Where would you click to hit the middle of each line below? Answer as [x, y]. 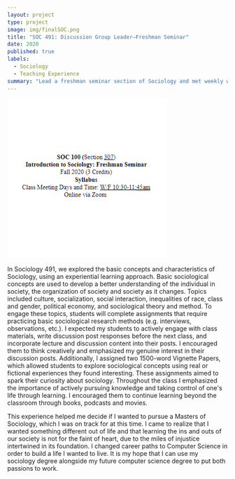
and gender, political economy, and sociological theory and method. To [109, 306]
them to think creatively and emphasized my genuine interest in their [106, 350]
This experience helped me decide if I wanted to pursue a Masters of [107, 416]
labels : [19, 59]
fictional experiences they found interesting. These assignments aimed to [113, 373]
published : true [31, 52]
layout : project [31, 15]
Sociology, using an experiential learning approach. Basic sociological [108, 276]
